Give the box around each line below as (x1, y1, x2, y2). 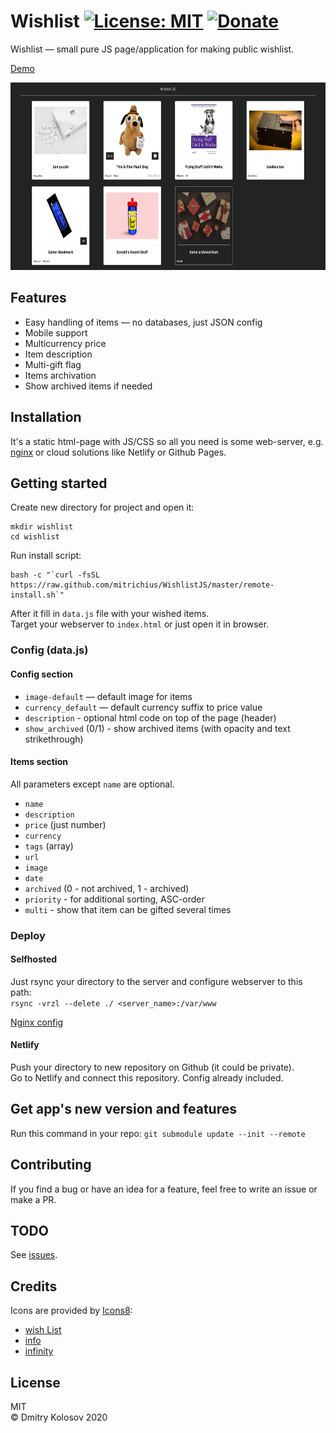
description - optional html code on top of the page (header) (24, 711, 277, 724)
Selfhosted (10, 953, 58, 965)
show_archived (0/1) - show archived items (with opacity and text (24, 722, 291, 734)
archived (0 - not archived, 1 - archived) (24, 882, 190, 894)
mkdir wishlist (10, 522, 74, 532)
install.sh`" (10, 590, 65, 600)
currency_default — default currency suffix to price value (24, 701, 263, 713)
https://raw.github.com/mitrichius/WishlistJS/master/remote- (10, 580, 275, 590)
